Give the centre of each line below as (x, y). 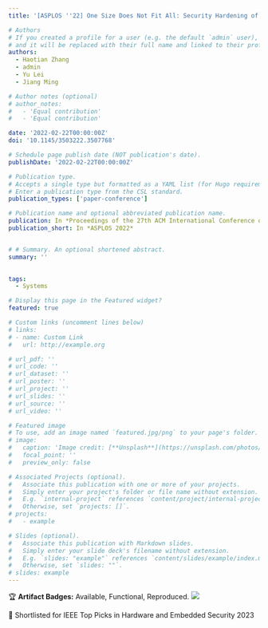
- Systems (32, 286)
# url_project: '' (39, 389)
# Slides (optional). (44, 535)
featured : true (33, 308)
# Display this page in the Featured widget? (85, 301)
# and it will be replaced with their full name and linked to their (126, 45)
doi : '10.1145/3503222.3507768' (62, 140)
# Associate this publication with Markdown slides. (101, 543)
